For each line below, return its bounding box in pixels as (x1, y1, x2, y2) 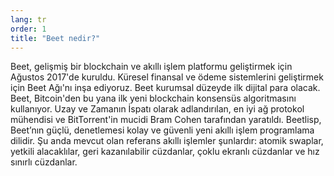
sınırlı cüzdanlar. (10, 156, 78, 168)
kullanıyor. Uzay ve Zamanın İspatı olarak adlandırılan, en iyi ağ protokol (10, 103, 305, 115)
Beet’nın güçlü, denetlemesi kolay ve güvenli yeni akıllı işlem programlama (10, 124, 315, 136)
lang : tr (10, 14, 47, 25)
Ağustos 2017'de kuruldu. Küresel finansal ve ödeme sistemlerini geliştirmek (10, 71, 324, 83)
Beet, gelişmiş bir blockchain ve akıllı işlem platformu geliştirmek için (10, 61, 293, 73)
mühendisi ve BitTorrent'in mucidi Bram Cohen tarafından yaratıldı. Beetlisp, (10, 114, 322, 126)
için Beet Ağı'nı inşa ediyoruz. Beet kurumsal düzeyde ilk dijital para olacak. (10, 82, 321, 94)
